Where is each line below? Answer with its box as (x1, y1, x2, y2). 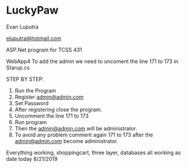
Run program (14, 118, 47, 125)
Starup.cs (6, 64, 30, 71)
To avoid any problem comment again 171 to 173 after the (14, 131, 153, 138)
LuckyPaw (6, 4, 59, 17)
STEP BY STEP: (6, 75, 44, 83)
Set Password (14, 99, 49, 107)
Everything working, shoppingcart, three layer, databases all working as (6, 149, 181, 156)
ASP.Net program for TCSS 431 (6, 46, 82, 53)
